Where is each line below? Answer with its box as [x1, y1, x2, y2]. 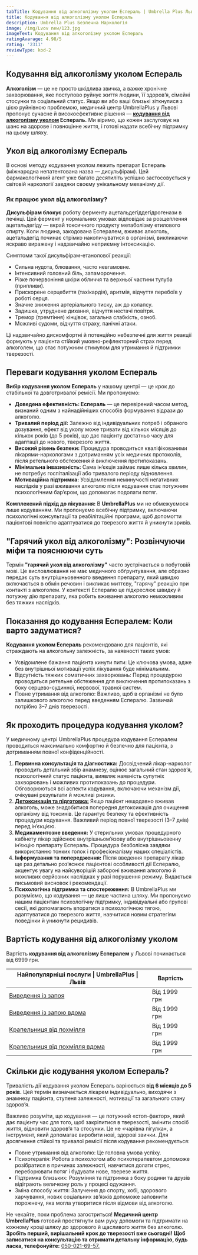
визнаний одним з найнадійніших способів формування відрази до [14, 407, 184, 414]
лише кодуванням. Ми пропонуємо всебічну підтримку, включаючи [6, 507, 177, 514]
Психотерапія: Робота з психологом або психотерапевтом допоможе [14, 1155, 190, 1162]
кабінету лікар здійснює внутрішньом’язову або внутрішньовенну [14, 835, 181, 842]
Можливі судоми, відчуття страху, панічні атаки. [14, 320, 137, 327]
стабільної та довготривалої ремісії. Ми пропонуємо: [6, 389, 140, 397]
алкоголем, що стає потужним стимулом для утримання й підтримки [6, 344, 181, 351]
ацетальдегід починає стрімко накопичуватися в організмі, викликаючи [6, 234, 188, 241]
